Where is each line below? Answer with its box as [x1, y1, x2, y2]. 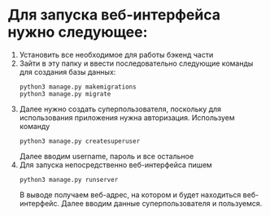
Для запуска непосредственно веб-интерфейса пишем [19, 160, 212, 170]
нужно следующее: [7, 23, 148, 41]
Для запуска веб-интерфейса [7, 6, 221, 24]
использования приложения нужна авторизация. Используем [19, 112, 235, 123]
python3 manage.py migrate [19, 89, 111, 98]
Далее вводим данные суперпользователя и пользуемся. [61, 198, 263, 208]
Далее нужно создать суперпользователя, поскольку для [19, 104, 221, 114]
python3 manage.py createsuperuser [19, 136, 141, 145]
